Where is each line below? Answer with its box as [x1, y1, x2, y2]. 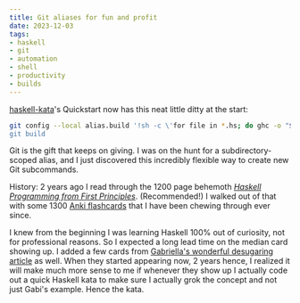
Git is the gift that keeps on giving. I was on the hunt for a [9, 145, 221, 156]
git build [9, 129, 46, 138]
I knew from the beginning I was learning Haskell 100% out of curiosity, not [9, 227, 286, 238]
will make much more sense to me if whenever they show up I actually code [9, 265, 288, 276]
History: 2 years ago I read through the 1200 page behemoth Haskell [9, 182, 262, 192]
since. [9, 210, 32, 221]
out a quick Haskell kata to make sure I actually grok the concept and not [9, 274, 278, 285]
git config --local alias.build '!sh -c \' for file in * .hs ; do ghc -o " [9, 121, 290, 130]
